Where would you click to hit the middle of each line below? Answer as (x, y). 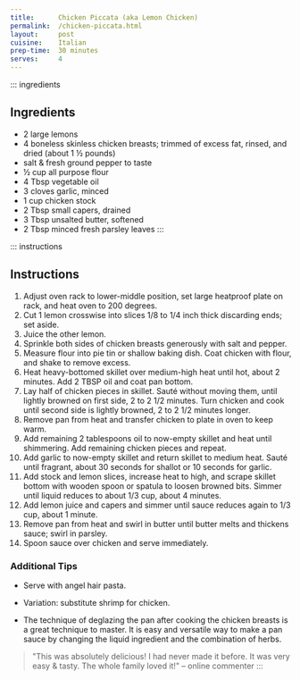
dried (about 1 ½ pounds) (69, 153)
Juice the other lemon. (64, 334)
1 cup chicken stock (59, 200)
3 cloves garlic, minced (66, 191)
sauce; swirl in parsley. (65, 533)
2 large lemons (50, 134)
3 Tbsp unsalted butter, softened (83, 219)
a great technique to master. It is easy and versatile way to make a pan (153, 629)
